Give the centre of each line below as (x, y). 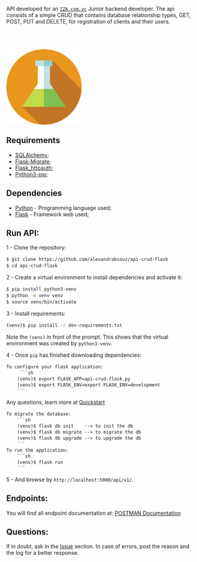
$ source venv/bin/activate (42, 302)
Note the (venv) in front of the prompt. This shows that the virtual (87, 337)
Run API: (23, 233)
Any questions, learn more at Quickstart (56, 402)
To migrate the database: (39, 414)
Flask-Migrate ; (33, 161)
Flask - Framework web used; (52, 214)
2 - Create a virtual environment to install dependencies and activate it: (94, 278)
